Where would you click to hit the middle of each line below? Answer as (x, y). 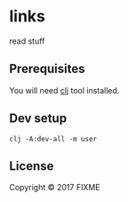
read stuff (27, 41)
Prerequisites (47, 69)
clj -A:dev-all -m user (53, 139)
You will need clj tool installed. (64, 90)
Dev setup (38, 119)
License (32, 166)
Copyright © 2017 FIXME (55, 188)
